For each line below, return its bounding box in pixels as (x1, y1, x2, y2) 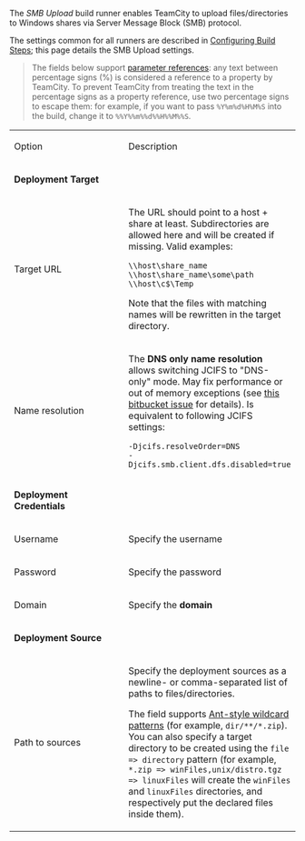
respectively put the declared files (128, 796, 274, 808)
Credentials (14, 500, 65, 512)
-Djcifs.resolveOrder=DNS (128, 441, 241, 451)
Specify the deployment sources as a (128, 665, 288, 676)
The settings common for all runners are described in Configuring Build (9, 35, 276, 45)
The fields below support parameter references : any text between (31, 63, 279, 73)
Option (14, 140, 44, 153)
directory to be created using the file (128, 742, 290, 754)
